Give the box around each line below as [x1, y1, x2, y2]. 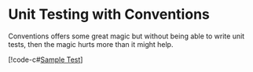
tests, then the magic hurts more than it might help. [8, 39, 174, 49]
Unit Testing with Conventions [8, 5, 210, 23]
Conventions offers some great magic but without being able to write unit [8, 31, 245, 41]
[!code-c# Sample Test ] [8, 55, 83, 64]
